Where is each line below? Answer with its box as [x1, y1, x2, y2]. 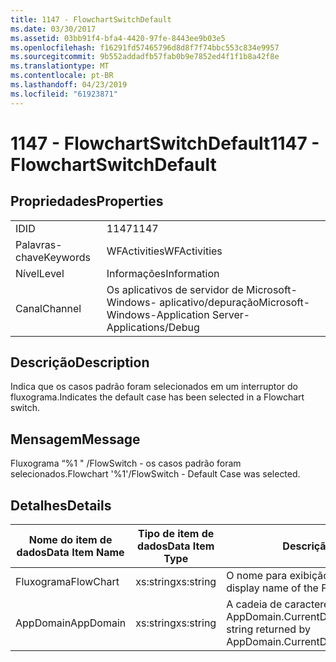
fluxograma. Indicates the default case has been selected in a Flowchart [10, 391, 305, 403]
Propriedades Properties [10, 193, 164, 210]
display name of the [226, 581, 319, 595]
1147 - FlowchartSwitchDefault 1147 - [10, 132, 320, 155]
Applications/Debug [106, 320, 200, 334]
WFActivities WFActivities [106, 244, 223, 258]
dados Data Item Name [16, 546, 125, 560]
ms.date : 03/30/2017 [10, 24, 97, 34]
